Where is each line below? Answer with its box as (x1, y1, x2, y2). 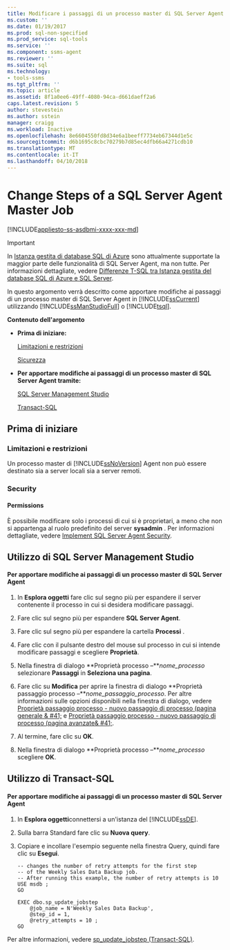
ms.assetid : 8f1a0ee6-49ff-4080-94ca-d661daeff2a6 (7, 94, 156, 101)
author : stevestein (7, 106, 64, 113)
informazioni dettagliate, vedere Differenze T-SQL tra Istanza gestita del (7, 267, 212, 275)
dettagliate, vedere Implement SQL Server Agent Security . (7, 531, 173, 540)
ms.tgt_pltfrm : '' (7, 81, 60, 88)
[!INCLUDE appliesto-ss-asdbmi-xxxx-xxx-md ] (7, 225, 139, 234)
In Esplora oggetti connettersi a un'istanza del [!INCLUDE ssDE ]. (17, 815, 198, 823)
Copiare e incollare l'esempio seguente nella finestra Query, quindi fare (17, 842, 220, 850)
